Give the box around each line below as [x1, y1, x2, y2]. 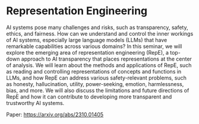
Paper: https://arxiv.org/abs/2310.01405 [6, 111, 104, 118]
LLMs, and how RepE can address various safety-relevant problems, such [6, 74, 187, 81]
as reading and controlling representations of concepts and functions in [6, 68, 182, 75]
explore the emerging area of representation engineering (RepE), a [6, 49, 169, 56]
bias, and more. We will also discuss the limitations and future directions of [6, 87, 189, 94]
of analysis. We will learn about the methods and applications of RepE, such [6, 61, 192, 69]
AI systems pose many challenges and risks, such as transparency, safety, [6, 24, 188, 31]
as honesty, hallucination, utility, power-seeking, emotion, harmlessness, [6, 80, 184, 87]
